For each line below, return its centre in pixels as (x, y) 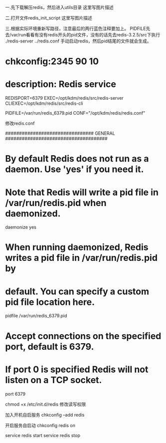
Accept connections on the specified (83, 336)
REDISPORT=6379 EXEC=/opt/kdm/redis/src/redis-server (64, 98)
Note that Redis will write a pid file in (82, 192)
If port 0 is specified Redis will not (77, 369)
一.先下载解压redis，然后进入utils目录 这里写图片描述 (59, 7)
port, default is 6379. (50, 346)
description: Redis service (61, 84)
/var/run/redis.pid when (56, 203)
